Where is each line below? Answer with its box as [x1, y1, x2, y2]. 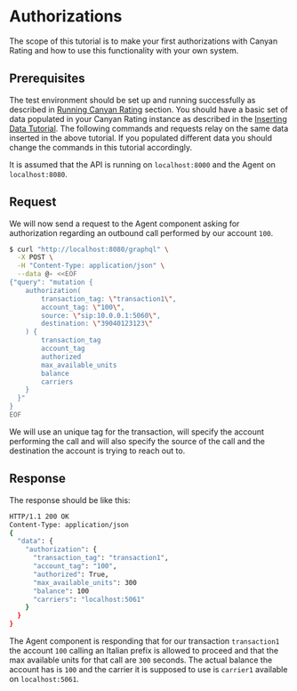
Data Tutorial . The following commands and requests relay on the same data [9, 123, 289, 134]
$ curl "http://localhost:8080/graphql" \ [9, 245, 169, 254]
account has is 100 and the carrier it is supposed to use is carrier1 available [9, 664, 288, 674]
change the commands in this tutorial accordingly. [9, 142, 193, 152]
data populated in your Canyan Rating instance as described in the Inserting [9, 113, 287, 124]
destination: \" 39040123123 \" [41, 319, 153, 329]
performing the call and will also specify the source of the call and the [9, 435, 265, 446]
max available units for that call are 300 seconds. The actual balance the [9, 654, 273, 665]
